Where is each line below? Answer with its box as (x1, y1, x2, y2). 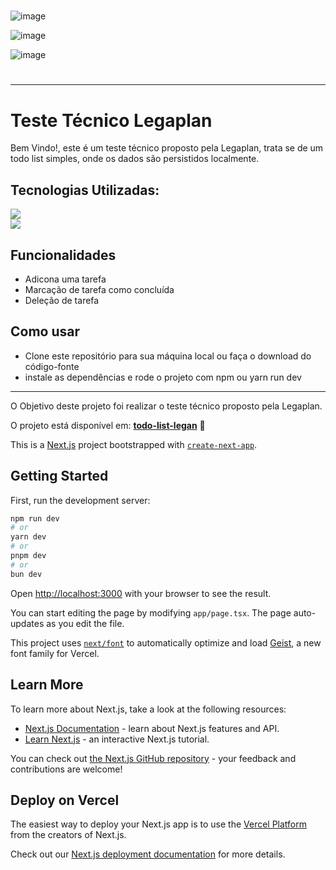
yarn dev (10, 532, 47, 542)
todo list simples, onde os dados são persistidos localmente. (10, 153, 260, 165)
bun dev (10, 569, 43, 579)
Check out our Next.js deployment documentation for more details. (10, 848, 286, 860)
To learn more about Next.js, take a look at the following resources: (10, 703, 287, 715)
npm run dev (10, 513, 60, 524)
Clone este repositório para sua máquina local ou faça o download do (24, 350, 312, 362)
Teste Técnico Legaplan (10, 109, 213, 132)
